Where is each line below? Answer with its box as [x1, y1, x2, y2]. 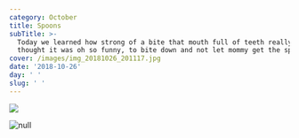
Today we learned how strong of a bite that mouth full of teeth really [17, 37, 293, 47]
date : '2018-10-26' [9, 63, 82, 72]
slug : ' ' [9, 79, 46, 88]
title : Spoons [9, 21, 62, 30]
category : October [9, 12, 77, 22]
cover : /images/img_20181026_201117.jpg [9, 54, 162, 63]
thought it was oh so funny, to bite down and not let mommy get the [17, 46, 280, 55]
